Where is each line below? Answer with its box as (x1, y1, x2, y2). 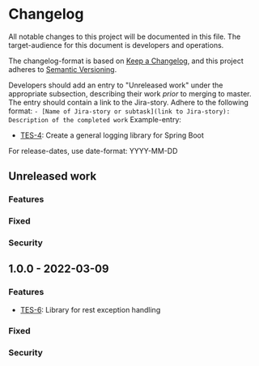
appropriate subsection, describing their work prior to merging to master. (8, 88, 252, 98)
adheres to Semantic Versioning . (8, 64, 117, 74)
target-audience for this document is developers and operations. (8, 40, 224, 49)
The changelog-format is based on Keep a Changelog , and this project (8, 56, 244, 66)
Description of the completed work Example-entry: (8, 114, 182, 124)
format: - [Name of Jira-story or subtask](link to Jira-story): (8, 106, 231, 116)
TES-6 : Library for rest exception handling (19, 304, 161, 314)
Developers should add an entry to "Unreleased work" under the (8, 80, 223, 90)
